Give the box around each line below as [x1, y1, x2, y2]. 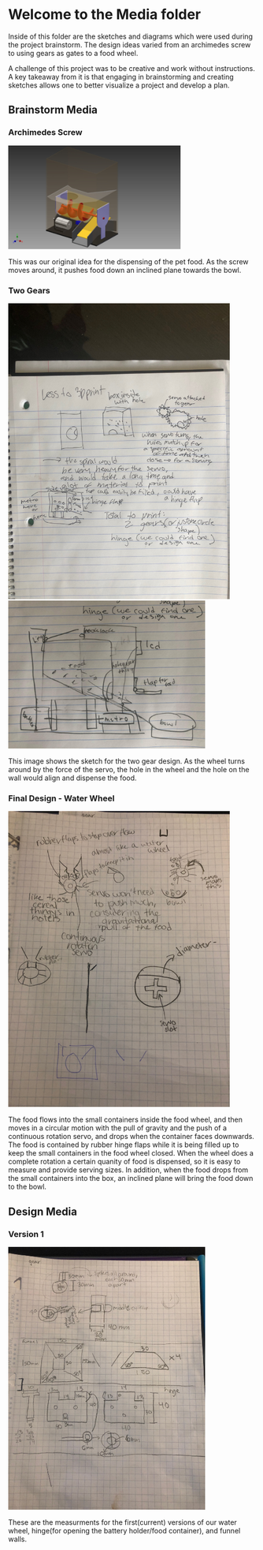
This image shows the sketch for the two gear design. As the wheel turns [8, 756, 246, 766]
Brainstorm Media [8, 103, 98, 117]
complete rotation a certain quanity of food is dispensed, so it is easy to [8, 1157, 241, 1167]
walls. [8, 1534, 28, 1544]
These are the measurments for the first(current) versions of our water [8, 1518, 238, 1527]
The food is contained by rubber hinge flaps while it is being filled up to [8, 1140, 239, 1149]
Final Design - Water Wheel [8, 793, 115, 804]
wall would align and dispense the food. [8, 773, 137, 782]
